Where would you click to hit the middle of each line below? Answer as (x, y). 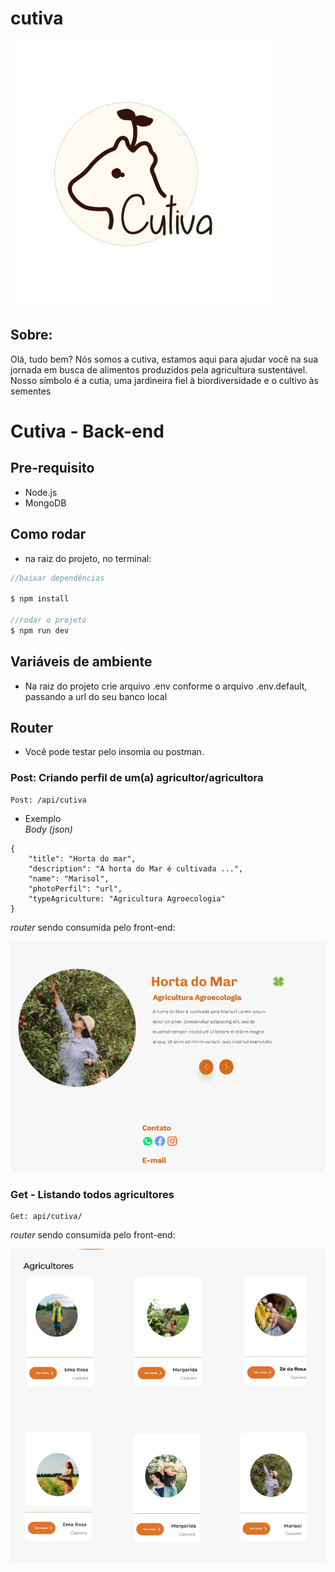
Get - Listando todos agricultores (92, 1194)
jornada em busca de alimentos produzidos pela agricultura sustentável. (159, 369)
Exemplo (43, 818)
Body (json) (48, 829)
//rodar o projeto (48, 620)
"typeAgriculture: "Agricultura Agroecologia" (127, 898)
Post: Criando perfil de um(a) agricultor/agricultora (137, 778)
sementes (31, 391)
